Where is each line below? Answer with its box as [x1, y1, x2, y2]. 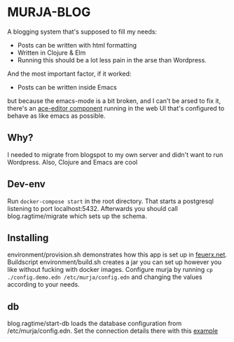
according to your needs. [7, 280, 80, 289]
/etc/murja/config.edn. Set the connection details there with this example [7, 327, 219, 335]
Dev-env [7, 178, 46, 190]
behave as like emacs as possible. [7, 111, 106, 120]
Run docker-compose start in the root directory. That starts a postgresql [7, 197, 214, 205]
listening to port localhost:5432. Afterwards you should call [7, 204, 179, 212]
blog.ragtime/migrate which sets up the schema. [7, 212, 147, 220]
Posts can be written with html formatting [17, 41, 137, 49]
